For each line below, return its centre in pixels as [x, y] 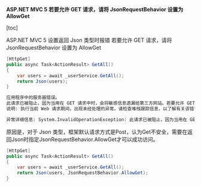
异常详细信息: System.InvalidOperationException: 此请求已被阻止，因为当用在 [97, 119]
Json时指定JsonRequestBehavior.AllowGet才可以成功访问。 [85, 139]
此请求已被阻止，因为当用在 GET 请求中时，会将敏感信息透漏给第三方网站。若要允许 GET [101, 103]
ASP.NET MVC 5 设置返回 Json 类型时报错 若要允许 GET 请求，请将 [89, 40]
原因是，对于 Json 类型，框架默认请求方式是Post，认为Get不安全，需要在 [97, 132]
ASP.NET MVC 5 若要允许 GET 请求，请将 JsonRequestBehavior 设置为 [95, 9]
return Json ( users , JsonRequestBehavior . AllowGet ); [83, 173]
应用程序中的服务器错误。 [33, 98]
